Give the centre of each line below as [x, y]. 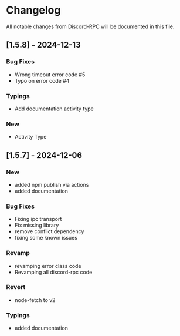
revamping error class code [48, 266]
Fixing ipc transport [38, 219]
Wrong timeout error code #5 [50, 75]
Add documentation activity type [54, 109]
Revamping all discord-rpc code [53, 272]
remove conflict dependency [49, 231]
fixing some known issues [46, 238]
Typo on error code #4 [42, 80]
